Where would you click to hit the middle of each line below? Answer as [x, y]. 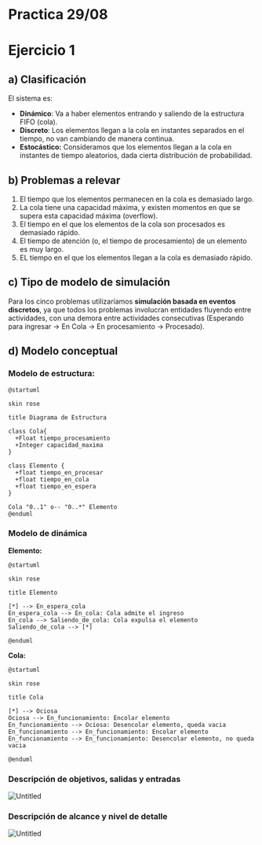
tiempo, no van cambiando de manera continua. [97, 138]
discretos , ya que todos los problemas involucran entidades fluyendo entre [130, 309]
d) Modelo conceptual [63, 351]
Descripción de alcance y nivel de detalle [88, 817]
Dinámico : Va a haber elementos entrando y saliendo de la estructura [132, 114]
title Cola [26, 697]
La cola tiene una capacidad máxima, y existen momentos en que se [130, 207]
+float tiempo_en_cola [52, 479]
